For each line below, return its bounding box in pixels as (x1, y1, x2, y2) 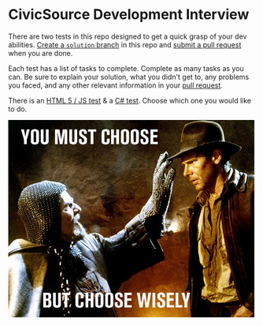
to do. (8, 104, 28, 114)
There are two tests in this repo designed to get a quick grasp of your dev (8, 32, 247, 41)
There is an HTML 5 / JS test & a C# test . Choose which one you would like (8, 96, 252, 105)
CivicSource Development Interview (8, 6, 250, 24)
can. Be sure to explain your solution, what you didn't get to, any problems (8, 72, 250, 81)
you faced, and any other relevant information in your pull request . (8, 81, 223, 90)
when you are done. (8, 48, 73, 58)
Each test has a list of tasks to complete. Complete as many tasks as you (8, 63, 244, 73)
